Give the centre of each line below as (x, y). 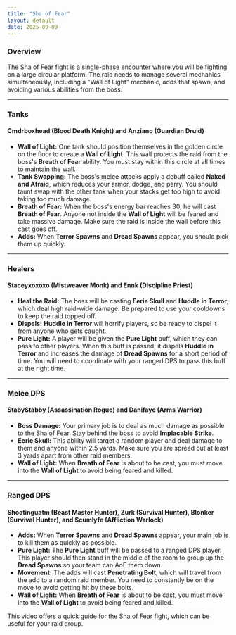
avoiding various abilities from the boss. (65, 89)
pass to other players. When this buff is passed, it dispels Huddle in (116, 346)
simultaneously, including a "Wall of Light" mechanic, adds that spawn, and (116, 82)
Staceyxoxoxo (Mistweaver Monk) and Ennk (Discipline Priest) (100, 285)
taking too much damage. (54, 199)
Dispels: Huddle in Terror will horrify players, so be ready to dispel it (117, 323)
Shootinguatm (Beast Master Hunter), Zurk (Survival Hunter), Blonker (111, 512)
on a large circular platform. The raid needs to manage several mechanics (114, 74)
